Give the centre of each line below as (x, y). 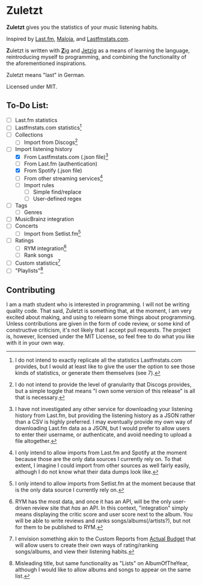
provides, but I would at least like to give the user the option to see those (105, 367)
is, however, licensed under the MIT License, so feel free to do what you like (100, 336)
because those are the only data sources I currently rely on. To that (98, 459)
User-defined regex (57, 199)
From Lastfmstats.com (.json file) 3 (66, 156)
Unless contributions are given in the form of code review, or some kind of (98, 324)
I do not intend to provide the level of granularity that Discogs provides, (103, 385)
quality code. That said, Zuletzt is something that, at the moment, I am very (99, 311)
